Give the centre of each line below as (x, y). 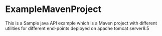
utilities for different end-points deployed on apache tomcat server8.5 (77, 28)
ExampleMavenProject (53, 9)
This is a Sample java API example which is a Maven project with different (81, 23)
